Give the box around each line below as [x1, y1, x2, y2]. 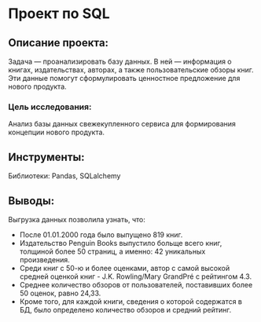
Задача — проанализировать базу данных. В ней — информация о [8, 57, 232, 66]
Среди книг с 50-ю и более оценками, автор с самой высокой [19, 263, 230, 273]
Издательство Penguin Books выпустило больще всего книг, [19, 238, 222, 247]
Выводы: [8, 194, 55, 207]
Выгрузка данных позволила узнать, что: [8, 214, 145, 224]
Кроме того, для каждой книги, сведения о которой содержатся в [19, 296, 242, 306]
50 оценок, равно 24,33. [19, 288, 101, 298]
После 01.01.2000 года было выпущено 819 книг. [19, 229, 183, 240]
